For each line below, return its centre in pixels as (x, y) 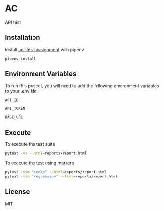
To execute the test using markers (40, 163)
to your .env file (21, 91)
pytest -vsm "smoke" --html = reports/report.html (56, 172)
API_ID (12, 100)
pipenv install (21, 59)
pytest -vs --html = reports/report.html (46, 153)
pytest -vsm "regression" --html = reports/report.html (62, 176)
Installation (23, 38)
